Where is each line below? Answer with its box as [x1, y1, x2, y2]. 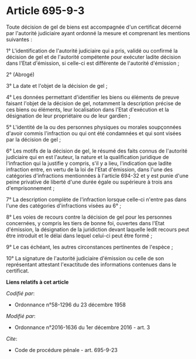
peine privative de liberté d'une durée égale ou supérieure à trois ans [6, 178, 173, 185]
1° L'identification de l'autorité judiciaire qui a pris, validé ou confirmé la [6, 47, 178, 54]
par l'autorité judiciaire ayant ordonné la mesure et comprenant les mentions [6, 29, 190, 36]
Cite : [6, 335, 18, 342]
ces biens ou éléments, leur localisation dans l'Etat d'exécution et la [6, 106, 170, 113]
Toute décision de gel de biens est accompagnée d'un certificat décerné [6, 23, 181, 30]
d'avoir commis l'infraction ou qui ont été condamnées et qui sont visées [6, 130, 181, 137]
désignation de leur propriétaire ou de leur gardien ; [6, 112, 130, 119]
